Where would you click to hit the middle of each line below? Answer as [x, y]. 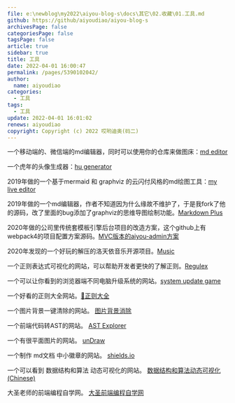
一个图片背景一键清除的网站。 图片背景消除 [69, 311]
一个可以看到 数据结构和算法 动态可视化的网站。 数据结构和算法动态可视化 [114, 370]
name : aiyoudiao [37, 86]
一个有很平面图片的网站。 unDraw [56, 341]
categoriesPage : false [40, 33]
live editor [22, 189]
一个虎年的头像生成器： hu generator [59, 167]
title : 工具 [23, 60]
